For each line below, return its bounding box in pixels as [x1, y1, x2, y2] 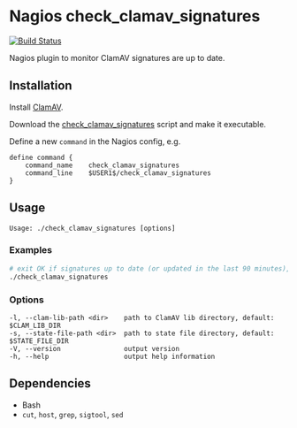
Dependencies [9, 376, 91, 391]
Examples [9, 244, 53, 256]
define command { [9, 153, 73, 162]
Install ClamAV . [9, 102, 64, 112]
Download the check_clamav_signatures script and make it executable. [9, 118, 267, 129]
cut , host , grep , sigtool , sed [21, 409, 124, 419]
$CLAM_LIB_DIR [9, 321, 62, 330]
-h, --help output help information [9, 352, 216, 361]
